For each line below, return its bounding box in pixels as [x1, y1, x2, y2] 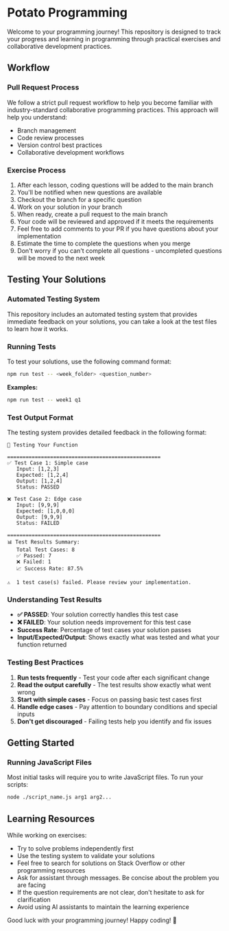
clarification [16, 895, 51, 904]
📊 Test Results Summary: [7, 538, 80, 546]
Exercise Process [7, 165, 67, 175]
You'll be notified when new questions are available [16, 188, 162, 197]
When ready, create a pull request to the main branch [16, 210, 168, 218]
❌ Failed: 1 [16, 558, 51, 565]
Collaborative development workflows [16, 148, 125, 156]
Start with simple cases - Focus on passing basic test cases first [16, 695, 202, 704]
